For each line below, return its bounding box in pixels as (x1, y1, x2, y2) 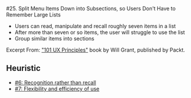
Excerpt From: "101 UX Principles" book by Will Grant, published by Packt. (6, 46, 186, 53)
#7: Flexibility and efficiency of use (14, 85, 100, 92)
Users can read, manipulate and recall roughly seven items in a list (14, 23, 176, 29)
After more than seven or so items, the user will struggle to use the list (14, 29, 185, 36)
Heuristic (6, 63, 41, 73)
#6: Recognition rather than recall (14, 79, 96, 86)
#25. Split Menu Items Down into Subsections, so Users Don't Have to (6, 5, 176, 12)
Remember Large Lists (6, 11, 61, 18)
